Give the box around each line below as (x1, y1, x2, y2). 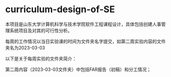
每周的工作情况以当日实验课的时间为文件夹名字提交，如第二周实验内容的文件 (5, 38, 166, 44)
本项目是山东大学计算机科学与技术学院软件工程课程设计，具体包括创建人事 (5, 21, 161, 27)
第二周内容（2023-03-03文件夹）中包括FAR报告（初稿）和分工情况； (5, 66, 152, 72)
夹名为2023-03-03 (5, 44, 45, 50)
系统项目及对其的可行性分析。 (9, 27, 72, 34)
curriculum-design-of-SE (5, 4, 116, 15)
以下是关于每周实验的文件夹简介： (5, 55, 77, 62)
